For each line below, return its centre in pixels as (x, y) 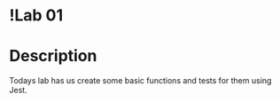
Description (53, 56)
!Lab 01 (36, 16)
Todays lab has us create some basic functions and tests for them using (140, 81)
